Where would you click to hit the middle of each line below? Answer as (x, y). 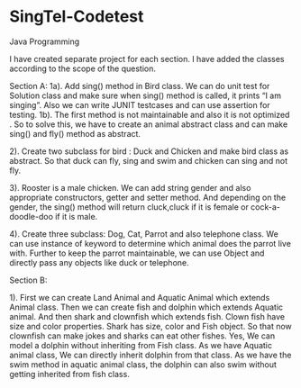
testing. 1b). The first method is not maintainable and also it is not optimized (150, 114)
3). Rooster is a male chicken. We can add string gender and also (130, 187)
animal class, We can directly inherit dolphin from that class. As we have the (150, 355)
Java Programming (45, 41)
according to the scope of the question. (82, 68)
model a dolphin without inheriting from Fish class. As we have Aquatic (141, 345)
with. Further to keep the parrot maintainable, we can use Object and (137, 253)
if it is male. (77, 216)
